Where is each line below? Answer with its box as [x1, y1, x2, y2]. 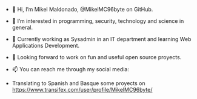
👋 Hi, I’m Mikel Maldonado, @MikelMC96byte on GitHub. [12, 6, 153, 13]
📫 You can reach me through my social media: [12, 66, 129, 72]
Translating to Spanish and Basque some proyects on [12, 80, 145, 87]
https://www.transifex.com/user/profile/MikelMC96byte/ [12, 86, 153, 93]
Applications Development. [12, 42, 80, 49]
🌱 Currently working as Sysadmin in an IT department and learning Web [12, 36, 192, 42]
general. [12, 24, 33, 31]
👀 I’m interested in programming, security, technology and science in [12, 18, 184, 24]
